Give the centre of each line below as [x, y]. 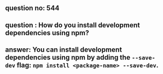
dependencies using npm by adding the [68, 57]
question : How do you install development [73, 25]
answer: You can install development [64, 50]
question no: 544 [32, 8]
